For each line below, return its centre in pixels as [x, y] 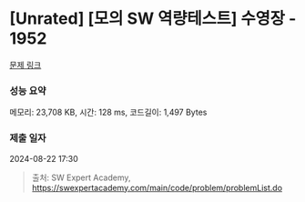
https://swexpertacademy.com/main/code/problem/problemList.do [157, 187]
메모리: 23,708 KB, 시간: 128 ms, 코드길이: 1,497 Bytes [108, 112]
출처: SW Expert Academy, [81, 177]
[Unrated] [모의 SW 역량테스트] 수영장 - [153, 19]
